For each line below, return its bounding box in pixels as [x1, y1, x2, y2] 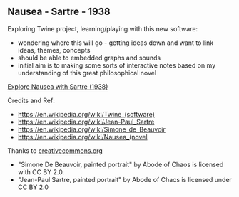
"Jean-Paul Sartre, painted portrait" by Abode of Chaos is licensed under [17, 175, 232, 183]
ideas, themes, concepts [17, 46, 91, 54]
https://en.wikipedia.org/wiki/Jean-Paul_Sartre [17, 117, 155, 126]
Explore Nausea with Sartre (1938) [7, 82, 108, 91]
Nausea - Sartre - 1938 [7, 6, 111, 18]
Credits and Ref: [7, 96, 55, 105]
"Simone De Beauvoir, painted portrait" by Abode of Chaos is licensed [17, 160, 224, 169]
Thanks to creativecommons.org [7, 146, 103, 155]
